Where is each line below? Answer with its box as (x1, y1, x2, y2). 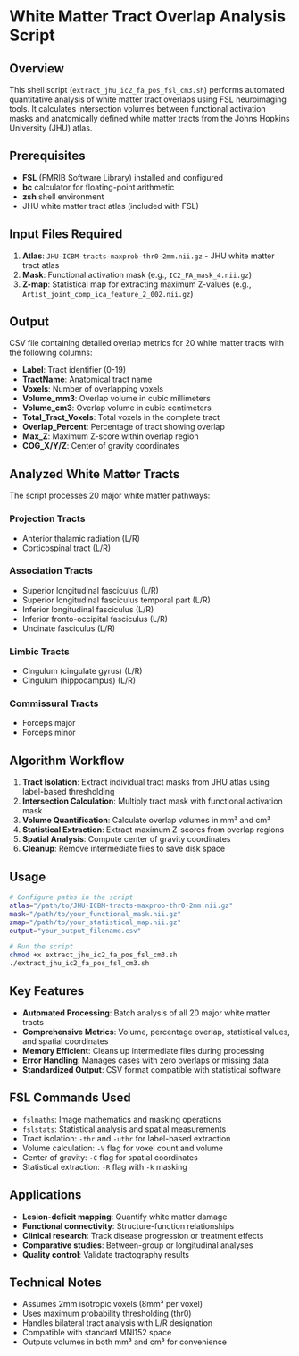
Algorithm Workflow (9, 753, 125, 768)
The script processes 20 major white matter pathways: (9, 490, 211, 501)
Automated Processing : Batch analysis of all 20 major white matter (21, 1007, 270, 1018)
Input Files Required (9, 226, 123, 242)
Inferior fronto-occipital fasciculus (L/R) (21, 613, 168, 624)
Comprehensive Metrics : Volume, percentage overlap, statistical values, (21, 1026, 290, 1037)
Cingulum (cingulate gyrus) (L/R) (21, 666, 143, 677)
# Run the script (9, 942, 74, 951)
